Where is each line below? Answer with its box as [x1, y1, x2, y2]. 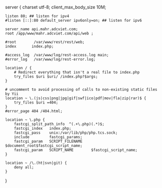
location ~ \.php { [5, 117, 45, 122]
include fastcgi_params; [14, 135, 83, 140]
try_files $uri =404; [14, 100, 58, 105]
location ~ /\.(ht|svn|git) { [5, 160, 67, 165]
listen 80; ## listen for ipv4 [5, 14, 69, 19]
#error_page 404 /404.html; [5, 109, 63, 113]
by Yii [5, 91, 19, 96]
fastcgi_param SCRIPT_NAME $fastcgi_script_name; [14, 148, 138, 152]
